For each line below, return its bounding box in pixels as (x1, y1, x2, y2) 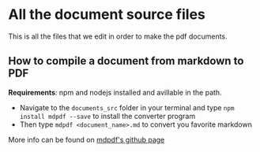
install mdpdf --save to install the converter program (19, 111, 196, 120)
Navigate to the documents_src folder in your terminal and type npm (19, 102, 235, 112)
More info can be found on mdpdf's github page (8, 135, 165, 144)
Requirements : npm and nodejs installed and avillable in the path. (8, 87, 223, 97)
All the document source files (8, 6, 205, 24)
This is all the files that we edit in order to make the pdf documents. (8, 32, 228, 41)
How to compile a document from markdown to (8, 54, 244, 68)
